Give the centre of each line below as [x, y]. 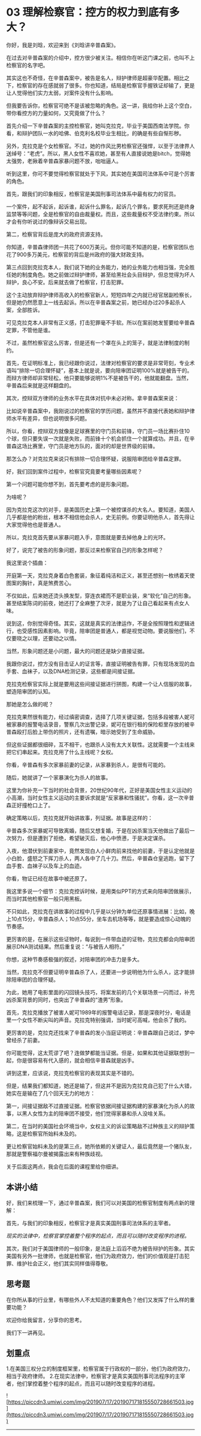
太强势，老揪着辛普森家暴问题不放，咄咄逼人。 [64, 161]
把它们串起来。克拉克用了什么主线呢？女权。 [61, 752]
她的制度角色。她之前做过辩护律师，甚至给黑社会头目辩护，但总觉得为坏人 [103, 274]
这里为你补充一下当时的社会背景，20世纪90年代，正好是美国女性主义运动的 [99, 790]
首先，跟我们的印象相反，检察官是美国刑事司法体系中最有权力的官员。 [93, 194]
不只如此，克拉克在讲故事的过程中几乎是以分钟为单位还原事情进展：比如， [98, 911]
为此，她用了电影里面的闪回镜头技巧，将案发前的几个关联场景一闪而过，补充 [100, 992]
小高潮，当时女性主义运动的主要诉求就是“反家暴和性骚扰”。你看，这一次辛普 [100, 797]
